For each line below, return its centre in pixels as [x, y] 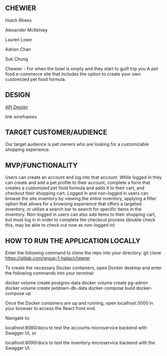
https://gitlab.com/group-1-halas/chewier [48, 258]
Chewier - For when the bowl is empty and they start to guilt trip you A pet [82, 68]
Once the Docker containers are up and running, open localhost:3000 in [79, 303]
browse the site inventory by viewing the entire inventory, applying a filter [81, 199]
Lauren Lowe [18, 39]
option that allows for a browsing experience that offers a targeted [73, 204]
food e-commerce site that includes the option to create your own [73, 74]
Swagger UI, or [21, 333]
